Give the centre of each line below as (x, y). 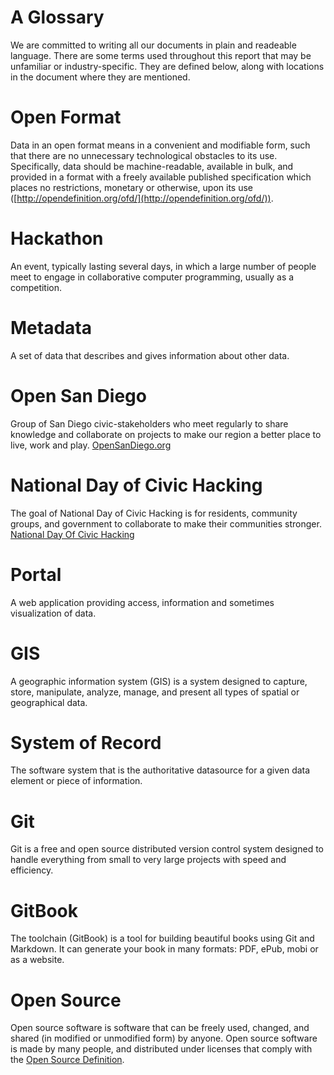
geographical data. (49, 702)
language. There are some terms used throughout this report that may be (161, 55)
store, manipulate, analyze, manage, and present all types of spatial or (155, 692)
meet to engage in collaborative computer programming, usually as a (152, 277)
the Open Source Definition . (67, 1060)
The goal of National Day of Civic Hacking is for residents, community (154, 513)
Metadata (51, 328)
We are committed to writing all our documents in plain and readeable (153, 45)
